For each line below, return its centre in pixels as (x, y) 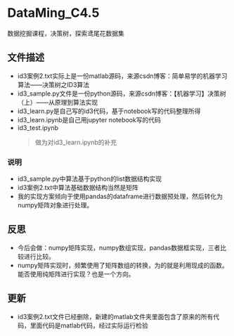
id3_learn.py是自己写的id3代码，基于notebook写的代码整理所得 (109, 111)
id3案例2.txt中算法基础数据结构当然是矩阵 (78, 188)
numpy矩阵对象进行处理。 (55, 205)
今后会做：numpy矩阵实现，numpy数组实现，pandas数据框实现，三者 (119, 247)
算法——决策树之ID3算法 (53, 84)
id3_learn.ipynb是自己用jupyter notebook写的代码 (89, 119)
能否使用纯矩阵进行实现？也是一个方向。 (76, 274)
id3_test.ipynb (38, 127)
